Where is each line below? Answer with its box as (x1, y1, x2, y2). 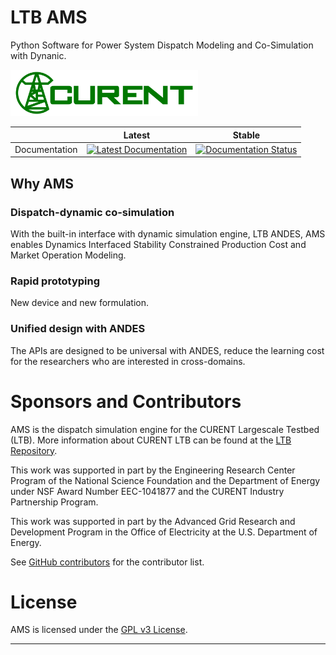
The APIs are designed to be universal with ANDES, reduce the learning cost (10, 344, 325, 356)
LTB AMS (10, 6, 88, 29)
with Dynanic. (10, 49, 67, 61)
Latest (123, 129, 151, 141)
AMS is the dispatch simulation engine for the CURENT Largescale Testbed (10, 423, 320, 435)
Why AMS (10, 175, 75, 192)
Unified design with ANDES (10, 322, 146, 336)
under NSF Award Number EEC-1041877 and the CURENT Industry (10, 485, 285, 497)
